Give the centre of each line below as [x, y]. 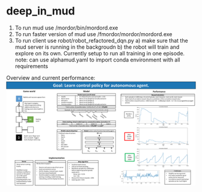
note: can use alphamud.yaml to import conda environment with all [97, 60]
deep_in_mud [41, 11]
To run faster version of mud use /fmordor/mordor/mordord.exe [93, 34]
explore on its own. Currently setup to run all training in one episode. [100, 53]
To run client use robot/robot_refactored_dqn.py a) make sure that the [101, 40]
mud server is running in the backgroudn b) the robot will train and [97, 47]
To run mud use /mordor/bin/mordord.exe [66, 28]
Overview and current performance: [51, 78]
